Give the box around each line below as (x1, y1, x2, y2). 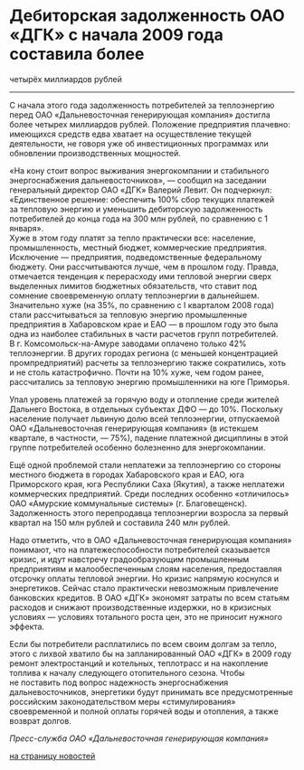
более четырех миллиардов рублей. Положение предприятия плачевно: (9, 118, 291, 129)
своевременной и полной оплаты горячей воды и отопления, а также (9, 706, 279, 717)
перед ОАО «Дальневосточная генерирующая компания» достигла (9, 109, 271, 120)
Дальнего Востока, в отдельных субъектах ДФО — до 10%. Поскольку (9, 403, 283, 414)
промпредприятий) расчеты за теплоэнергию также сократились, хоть (9, 357, 287, 368)
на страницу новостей (9, 750, 96, 761)
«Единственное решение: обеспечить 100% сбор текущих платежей (9, 193, 274, 204)
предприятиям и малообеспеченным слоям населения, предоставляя (9, 563, 282, 574)
